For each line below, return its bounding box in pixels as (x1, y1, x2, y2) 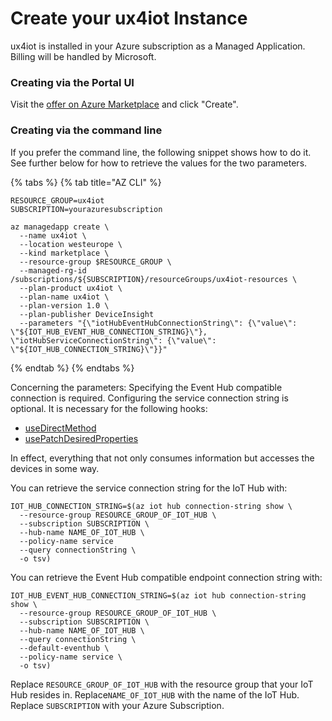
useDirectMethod (24, 422, 97, 434)
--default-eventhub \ (19, 643, 110, 653)
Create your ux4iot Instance (10, 7, 248, 30)
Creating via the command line (10, 123, 163, 137)
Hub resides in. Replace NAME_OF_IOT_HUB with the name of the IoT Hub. (10, 688, 300, 701)
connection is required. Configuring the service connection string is (10, 392, 289, 404)
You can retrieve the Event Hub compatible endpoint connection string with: (10, 571, 323, 583)
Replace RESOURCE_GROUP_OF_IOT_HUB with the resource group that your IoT (10, 678, 314, 690)
